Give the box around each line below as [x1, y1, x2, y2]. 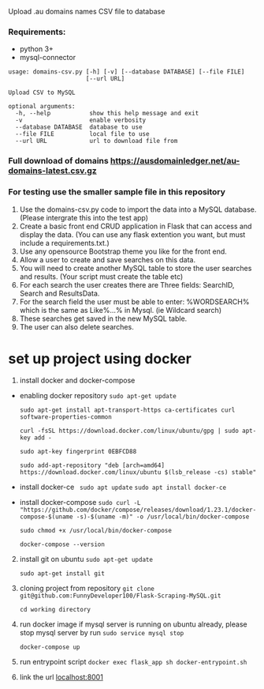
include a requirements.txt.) [19, 238, 110, 247]
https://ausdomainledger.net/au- [110, 156, 240, 167]
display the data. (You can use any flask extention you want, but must [19, 229, 246, 239]
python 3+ [19, 44, 54, 54]
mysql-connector [19, 53, 76, 62]
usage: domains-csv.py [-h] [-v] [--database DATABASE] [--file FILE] [8, 68, 245, 76]
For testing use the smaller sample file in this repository [8, 186, 226, 198]
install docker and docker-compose [19, 375, 136, 386]
